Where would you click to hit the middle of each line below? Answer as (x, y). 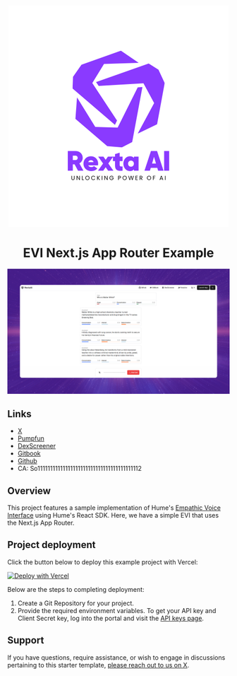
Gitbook (29, 453)
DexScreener (37, 446)
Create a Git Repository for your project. (75, 603)
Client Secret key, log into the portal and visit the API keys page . (111, 618)
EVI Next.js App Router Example (119, 253)
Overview (29, 490)
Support (26, 640)
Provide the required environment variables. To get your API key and (117, 610)
